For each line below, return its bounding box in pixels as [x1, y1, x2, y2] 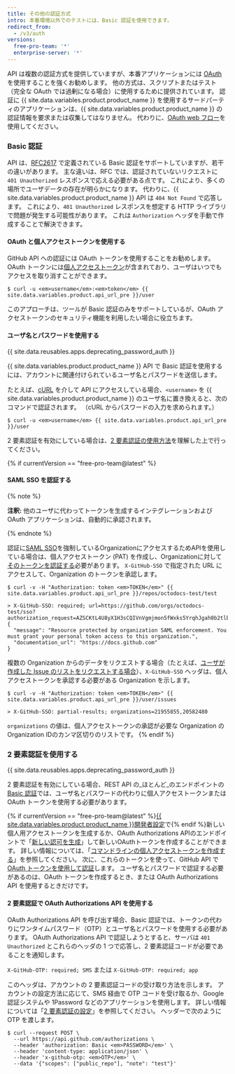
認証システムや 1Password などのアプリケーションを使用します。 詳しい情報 [7, 998, 227, 1007]
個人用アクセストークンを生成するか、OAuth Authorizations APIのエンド [7, 829, 215, 838]
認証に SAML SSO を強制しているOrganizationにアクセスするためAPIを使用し [7, 543, 226, 552]
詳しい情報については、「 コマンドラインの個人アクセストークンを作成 [20, 846, 220, 855]
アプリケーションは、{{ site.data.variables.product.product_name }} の [19, 104, 222, 113]
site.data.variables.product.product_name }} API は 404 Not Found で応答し [7, 193, 222, 202]
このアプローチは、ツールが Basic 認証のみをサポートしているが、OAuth [7, 305, 215, 313]
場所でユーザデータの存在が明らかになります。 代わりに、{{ [7, 185, 179, 193]
